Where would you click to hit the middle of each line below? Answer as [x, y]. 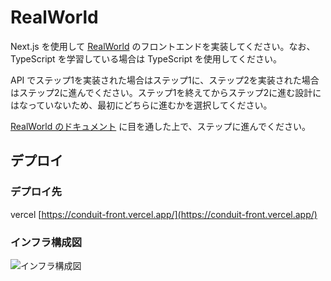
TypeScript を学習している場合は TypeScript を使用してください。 [146, 58]
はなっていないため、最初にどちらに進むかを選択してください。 [141, 105]
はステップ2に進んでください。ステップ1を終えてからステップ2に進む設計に [166, 92]
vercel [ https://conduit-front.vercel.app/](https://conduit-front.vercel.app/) [164, 214]
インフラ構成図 [46, 242]
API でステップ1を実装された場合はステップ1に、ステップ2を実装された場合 [165, 80]
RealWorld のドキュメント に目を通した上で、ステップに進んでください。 [160, 126]
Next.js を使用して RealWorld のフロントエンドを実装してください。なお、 [163, 46]
